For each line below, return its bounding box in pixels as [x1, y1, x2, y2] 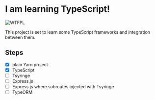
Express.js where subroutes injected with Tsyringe [12, 84, 114, 89]
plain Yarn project [12, 61, 48, 67]
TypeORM [12, 89, 33, 95]
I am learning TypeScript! [5, 3, 110, 15]
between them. [5, 34, 36, 40]
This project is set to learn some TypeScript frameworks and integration [5, 29, 151, 35]
